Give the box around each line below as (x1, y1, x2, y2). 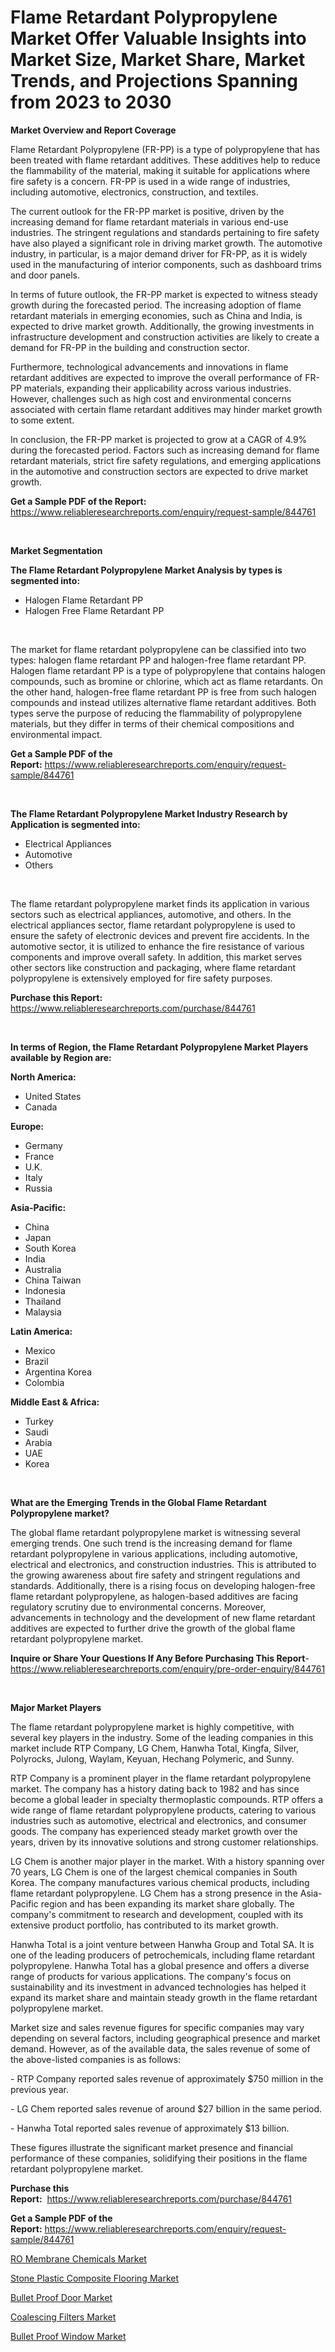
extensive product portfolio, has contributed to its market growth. (10, 1919, 279, 1931)
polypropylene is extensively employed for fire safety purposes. (10, 972, 273, 984)
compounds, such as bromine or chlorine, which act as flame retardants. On (10, 675, 324, 687)
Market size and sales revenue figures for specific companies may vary (10, 2021, 305, 2033)
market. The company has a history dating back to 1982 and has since (10, 1782, 300, 1795)
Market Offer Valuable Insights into (10, 27, 307, 50)
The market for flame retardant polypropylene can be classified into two (10, 643, 307, 655)
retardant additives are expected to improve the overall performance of (10, 371, 303, 383)
